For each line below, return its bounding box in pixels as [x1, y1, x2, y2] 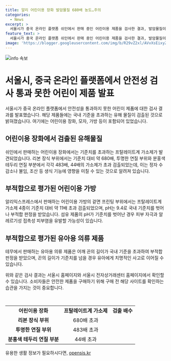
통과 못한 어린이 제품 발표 [15, 87, 115, 99]
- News [10, 17, 24, 22]
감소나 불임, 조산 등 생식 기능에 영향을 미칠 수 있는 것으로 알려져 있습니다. [5, 168, 150, 174]
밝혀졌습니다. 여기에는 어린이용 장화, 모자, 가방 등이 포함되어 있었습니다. [5, 118, 148, 124]
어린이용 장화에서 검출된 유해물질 [5, 134, 103, 143]
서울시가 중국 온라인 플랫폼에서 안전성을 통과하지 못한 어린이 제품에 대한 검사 [5, 105, 158, 111]
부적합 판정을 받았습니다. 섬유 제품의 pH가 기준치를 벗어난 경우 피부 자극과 [10, 212, 158, 218]
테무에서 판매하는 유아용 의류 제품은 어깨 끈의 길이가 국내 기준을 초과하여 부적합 [5, 249, 163, 255]
